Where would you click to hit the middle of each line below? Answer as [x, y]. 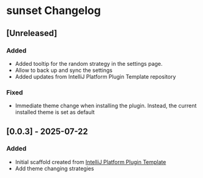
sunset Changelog [54, 11]
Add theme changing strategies [54, 168]
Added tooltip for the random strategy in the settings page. [89, 63]
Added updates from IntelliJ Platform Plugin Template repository [95, 76]
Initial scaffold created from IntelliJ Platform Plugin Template [91, 162]
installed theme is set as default [55, 112]
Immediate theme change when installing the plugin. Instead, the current [106, 106]
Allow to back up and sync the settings [64, 70]
